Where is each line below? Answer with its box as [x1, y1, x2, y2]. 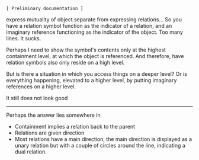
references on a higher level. [6, 83, 76, 90]
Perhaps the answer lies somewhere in [6, 111, 101, 119]
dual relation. [14, 148, 47, 155]
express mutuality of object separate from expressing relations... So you [6, 16, 182, 23]
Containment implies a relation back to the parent [14, 123, 135, 130]
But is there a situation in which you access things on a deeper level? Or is [6, 71, 188, 77]
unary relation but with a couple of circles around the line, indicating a [14, 142, 185, 149]
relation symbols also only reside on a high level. [6, 59, 125, 66]
